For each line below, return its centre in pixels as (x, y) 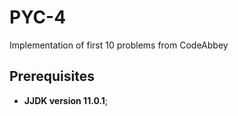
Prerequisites (52, 76)
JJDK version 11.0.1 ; (66, 100)
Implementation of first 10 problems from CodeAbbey (119, 45)
